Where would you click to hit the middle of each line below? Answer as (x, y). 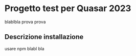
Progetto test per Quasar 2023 (68, 8)
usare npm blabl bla (24, 48)
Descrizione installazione (44, 37)
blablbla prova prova (25, 22)
